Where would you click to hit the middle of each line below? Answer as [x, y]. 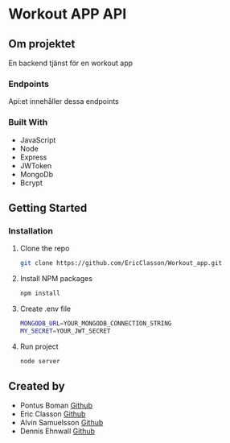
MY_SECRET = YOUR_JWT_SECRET [65, 331]
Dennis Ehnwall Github [57, 431]
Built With [28, 122]
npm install [40, 294]
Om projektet [42, 44]
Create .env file [45, 309]
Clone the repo [45, 248]
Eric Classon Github [53, 414]
